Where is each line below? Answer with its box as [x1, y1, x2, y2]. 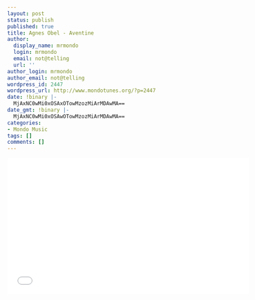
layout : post [7, 10, 45, 17]
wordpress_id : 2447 [7, 81, 64, 88]
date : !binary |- [7, 94, 57, 101]
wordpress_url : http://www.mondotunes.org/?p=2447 [7, 87, 156, 94]
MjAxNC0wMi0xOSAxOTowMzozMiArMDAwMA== [13, 100, 126, 107]
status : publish [7, 17, 54, 24]
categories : [7, 119, 41, 126]
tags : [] [7, 132, 32, 139]
